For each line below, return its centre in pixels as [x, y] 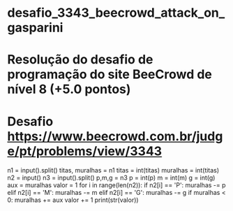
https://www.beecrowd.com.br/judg [115, 136]
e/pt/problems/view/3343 [85, 151]
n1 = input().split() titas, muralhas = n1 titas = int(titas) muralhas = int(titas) [113, 170]
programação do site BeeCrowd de [110, 74]
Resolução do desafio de [80, 60]
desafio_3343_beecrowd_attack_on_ [116, 13]
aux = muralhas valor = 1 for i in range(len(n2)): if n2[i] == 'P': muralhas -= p [116, 185]
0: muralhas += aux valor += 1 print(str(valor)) [73, 200]
